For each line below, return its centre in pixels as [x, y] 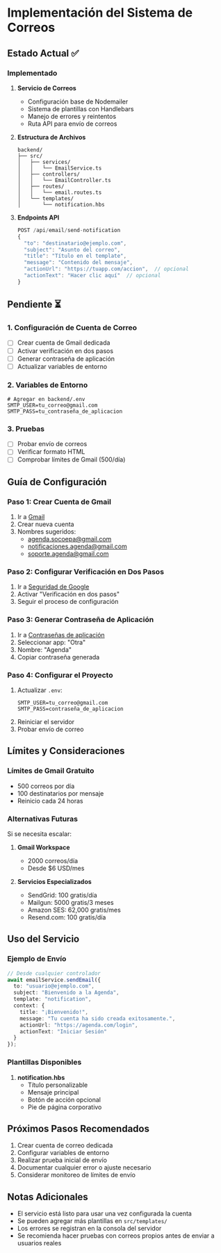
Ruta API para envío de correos [72, 124]
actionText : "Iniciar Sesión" [64, 1031]
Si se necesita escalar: [39, 834]
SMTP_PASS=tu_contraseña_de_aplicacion [65, 411]
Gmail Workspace [44, 847]
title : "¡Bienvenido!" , [54, 1012]
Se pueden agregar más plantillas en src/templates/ [92, 1221]
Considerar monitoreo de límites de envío [76, 1175]
